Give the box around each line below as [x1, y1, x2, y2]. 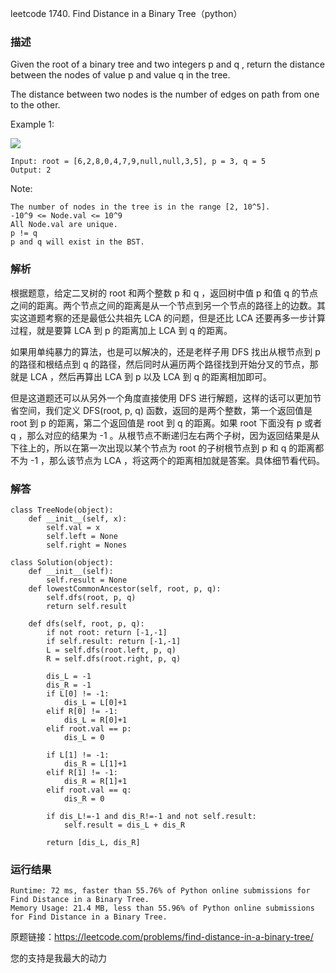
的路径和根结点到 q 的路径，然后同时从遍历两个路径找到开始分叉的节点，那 [10, 358, 319, 370]
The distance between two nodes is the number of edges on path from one [10, 88, 320, 101]
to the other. [10, 99, 61, 111]
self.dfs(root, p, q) [46, 592, 137, 602]
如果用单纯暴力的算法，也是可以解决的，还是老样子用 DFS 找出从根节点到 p [10, 345, 321, 357]
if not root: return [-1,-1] [46, 627, 168, 637]
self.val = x [46, 522, 101, 532]
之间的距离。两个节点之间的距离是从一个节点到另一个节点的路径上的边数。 [10, 299, 317, 311]
